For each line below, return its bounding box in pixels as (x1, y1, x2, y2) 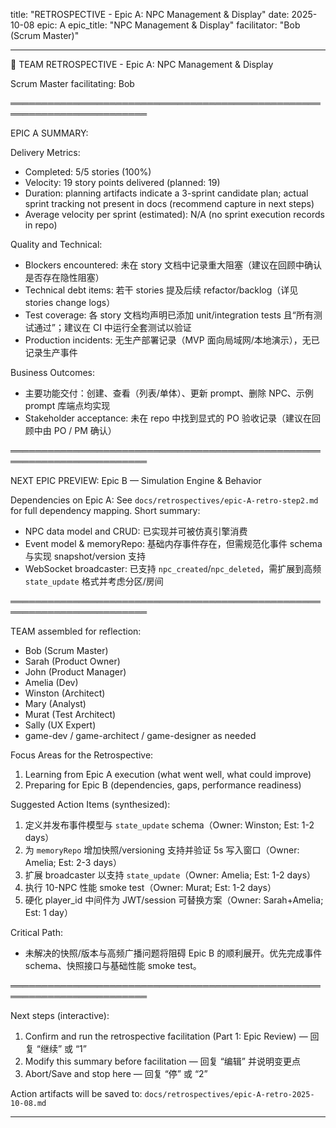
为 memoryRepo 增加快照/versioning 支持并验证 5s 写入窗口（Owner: (24, 844, 300, 856)
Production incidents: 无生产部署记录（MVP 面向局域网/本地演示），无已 (24, 334, 320, 346)
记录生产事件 (24, 347, 78, 358)
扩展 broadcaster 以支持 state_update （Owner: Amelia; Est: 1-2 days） (24, 869, 317, 881)
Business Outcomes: (10, 367, 96, 378)
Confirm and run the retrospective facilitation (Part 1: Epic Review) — (24, 1030, 308, 1042)
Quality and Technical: (10, 239, 103, 250)
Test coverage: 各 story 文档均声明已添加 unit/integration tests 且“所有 (24, 309, 314, 321)
